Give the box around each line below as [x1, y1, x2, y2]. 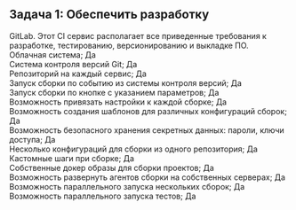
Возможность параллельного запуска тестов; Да [9, 191, 196, 201]
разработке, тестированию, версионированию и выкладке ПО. [9, 40, 249, 51]
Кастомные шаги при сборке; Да [9, 152, 135, 163]
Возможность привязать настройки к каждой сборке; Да [9, 97, 228, 107]
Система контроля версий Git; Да [9, 58, 138, 69]
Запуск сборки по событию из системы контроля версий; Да [9, 77, 243, 88]
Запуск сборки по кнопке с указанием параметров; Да [9, 87, 220, 97]
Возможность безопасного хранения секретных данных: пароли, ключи [9, 124, 284, 136]
